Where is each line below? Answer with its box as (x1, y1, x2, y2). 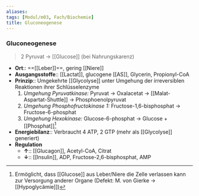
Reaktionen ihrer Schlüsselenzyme (14, 83, 99, 90)
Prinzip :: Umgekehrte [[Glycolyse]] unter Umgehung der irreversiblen (14, 77, 185, 84)
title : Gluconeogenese (6, 20, 62, 26)
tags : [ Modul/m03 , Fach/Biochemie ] (6, 14, 94, 20)
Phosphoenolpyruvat (75, 96, 126, 103)
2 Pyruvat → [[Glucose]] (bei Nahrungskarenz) (20, 53, 134, 60)
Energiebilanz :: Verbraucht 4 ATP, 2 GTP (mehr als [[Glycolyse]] (14, 128, 173, 135)
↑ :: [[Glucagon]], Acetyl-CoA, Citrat (23, 147, 112, 154)
